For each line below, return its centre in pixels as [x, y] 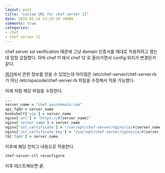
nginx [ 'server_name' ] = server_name [42, 123]
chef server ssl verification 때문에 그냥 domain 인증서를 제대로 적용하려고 [77, 51]
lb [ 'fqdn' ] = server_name [31, 136]
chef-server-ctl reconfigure [35, 156]
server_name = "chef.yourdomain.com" [44, 104]
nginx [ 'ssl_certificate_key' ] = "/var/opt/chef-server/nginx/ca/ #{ [76, 132]
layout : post [18, 10]
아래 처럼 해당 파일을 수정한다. [34, 91]
